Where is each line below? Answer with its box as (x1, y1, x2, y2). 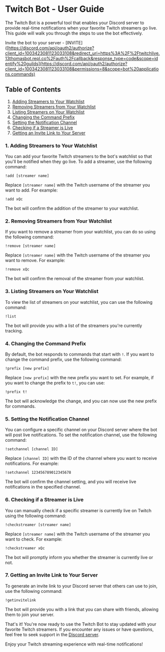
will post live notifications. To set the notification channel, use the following (5, 432, 157, 438)
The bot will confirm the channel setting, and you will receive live (5, 479, 137, 485)
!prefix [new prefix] (5, 366, 50, 371)
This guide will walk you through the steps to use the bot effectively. (5, 30, 143, 36)
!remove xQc (5, 267, 29, 272)
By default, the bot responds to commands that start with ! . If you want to (5, 351, 154, 357)
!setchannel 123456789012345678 (5, 470, 71, 475)
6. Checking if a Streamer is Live (5, 496, 84, 503)
